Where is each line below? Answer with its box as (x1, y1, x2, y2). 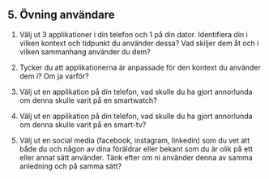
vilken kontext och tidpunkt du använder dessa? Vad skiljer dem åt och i (19, 38, 259, 48)
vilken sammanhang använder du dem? (19, 46, 151, 57)
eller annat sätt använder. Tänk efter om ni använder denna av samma (19, 152, 253, 162)
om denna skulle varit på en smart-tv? (19, 119, 147, 130)
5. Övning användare (7, 8, 115, 22)
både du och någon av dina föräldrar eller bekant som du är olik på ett (19, 143, 253, 154)
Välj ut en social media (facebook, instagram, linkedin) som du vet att (19, 135, 250, 145)
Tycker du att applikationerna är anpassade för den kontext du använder (19, 62, 261, 72)
